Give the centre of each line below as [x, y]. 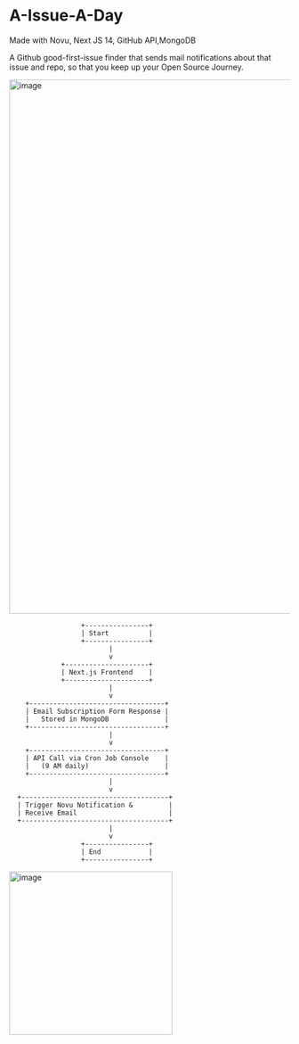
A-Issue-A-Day [66, 16]
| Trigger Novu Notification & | [95, 805]
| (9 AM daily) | [97, 766]
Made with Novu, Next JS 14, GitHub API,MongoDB [103, 40]
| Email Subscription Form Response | [97, 711]
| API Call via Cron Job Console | [97, 758]
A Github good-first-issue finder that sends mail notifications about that [140, 57]
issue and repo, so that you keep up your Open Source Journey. [126, 67]
